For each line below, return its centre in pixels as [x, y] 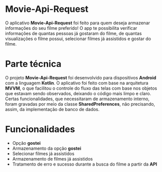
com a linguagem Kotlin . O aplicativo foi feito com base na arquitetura [77, 83]
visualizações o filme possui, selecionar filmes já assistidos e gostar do [78, 39]
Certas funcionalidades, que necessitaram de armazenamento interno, [78, 99]
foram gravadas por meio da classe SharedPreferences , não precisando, [80, 104]
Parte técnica [33, 64]
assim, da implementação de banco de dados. [52, 109]
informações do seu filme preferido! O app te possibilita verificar [71, 28]
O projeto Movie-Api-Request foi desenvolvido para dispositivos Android [81, 77]
